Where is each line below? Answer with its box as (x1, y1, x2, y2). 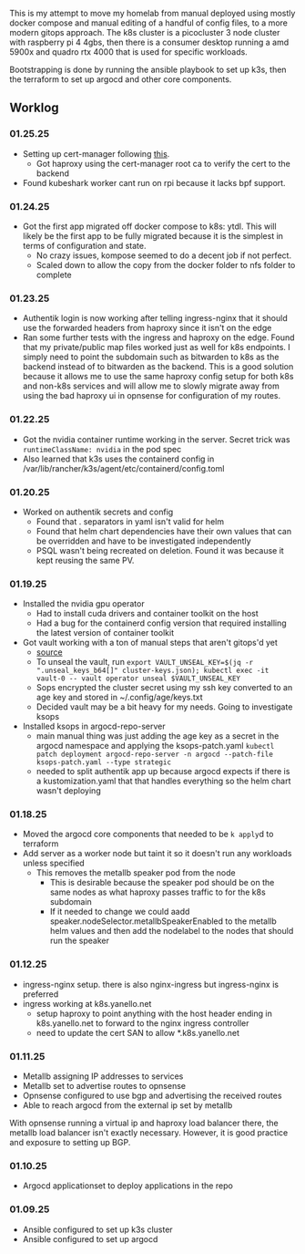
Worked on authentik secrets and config (22, 506, 174, 517)
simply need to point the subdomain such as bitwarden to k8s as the (22, 351, 280, 363)
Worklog (9, 100, 59, 116)
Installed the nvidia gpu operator (22, 598, 145, 609)
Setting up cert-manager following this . (22, 148, 170, 159)
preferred (22, 989, 59, 1000)
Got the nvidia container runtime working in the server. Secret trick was (22, 433, 290, 445)
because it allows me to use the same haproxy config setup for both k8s (22, 371, 294, 382)
